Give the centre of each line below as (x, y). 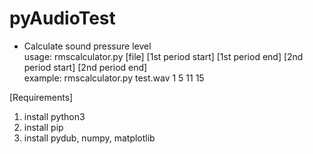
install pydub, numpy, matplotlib (89, 138)
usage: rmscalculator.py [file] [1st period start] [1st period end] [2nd (163, 56)
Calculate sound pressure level (87, 46)
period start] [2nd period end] (85, 67)
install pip (43, 127)
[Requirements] (41, 97)
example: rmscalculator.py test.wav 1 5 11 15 (114, 78)
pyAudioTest (62, 18)
